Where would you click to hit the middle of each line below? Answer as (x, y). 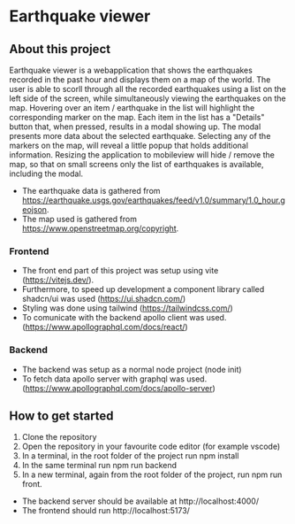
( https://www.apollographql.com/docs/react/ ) (105, 327)
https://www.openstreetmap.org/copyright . (100, 228)
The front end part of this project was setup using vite (120, 271)
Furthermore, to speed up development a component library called (143, 289)
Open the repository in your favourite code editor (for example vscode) (151, 447)
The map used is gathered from (79, 219)
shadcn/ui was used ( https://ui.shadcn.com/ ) (104, 299)
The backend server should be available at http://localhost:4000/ (140, 501)
